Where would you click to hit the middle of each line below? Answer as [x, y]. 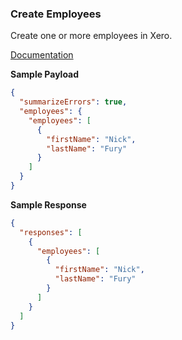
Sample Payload [45, 74]
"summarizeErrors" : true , [73, 102]
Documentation [42, 55]
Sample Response [48, 204]
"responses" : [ [51, 232]
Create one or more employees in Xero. [91, 36]
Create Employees [56, 14]
